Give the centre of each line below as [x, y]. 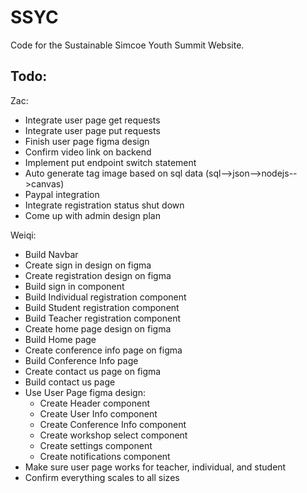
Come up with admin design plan [92, 215]
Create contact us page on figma [93, 371]
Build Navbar [51, 254]
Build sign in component [74, 286]
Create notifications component [105, 456]
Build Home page [60, 339]
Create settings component [96, 445]
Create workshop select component [113, 435]
